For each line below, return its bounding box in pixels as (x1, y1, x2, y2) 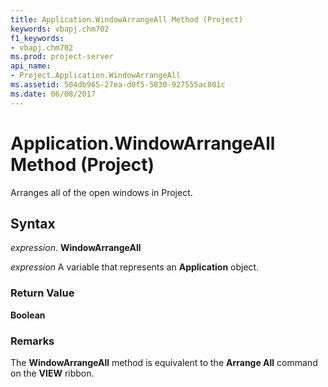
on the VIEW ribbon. (10, 367, 95, 379)
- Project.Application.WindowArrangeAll (10, 71, 182, 81)
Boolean (10, 309, 46, 321)
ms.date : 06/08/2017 (10, 89, 97, 99)
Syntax (10, 215, 56, 232)
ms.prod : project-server (10, 52, 114, 62)
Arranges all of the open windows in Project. (10, 186, 193, 198)
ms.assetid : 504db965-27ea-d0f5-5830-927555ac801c (10, 80, 226, 90)
